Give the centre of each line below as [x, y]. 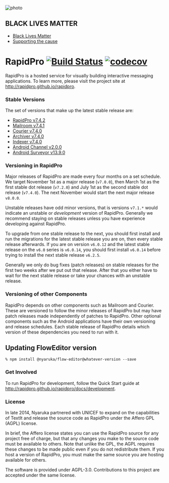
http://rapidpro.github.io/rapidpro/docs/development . [61, 389]
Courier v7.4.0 [27, 131]
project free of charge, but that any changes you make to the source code [82, 439]
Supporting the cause [35, 41]
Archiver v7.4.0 [28, 136]
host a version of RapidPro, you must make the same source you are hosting [84, 455]
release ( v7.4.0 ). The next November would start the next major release [80, 192]
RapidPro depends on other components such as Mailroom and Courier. [80, 305]
